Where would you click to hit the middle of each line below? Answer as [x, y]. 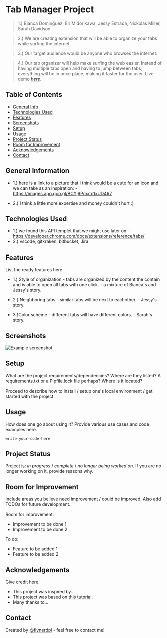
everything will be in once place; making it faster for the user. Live [86, 73]
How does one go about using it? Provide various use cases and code [77, 424]
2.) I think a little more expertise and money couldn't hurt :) [73, 203]
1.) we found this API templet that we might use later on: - [72, 231]
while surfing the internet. [44, 43]
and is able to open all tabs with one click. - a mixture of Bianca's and [84, 285]
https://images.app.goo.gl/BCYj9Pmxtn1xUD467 [62, 193]
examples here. [21, 429]
